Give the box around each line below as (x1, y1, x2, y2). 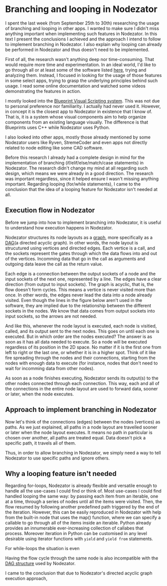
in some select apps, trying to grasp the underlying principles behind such (5, 77, 158, 83)
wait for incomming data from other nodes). (5, 365, 95, 371)
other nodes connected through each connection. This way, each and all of (5, 380, 160, 386)
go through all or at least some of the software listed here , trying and (5, 66, 147, 73)
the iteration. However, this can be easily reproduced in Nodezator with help (5, 509, 162, 515)
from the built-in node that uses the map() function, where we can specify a (5, 514, 161, 520)
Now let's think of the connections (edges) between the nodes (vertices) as (5, 418, 161, 424)
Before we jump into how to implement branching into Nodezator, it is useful (5, 219, 161, 225)
